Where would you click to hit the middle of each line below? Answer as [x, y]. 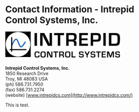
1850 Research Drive [27, 73]
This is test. [17, 105]
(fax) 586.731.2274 [25, 90]
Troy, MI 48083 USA [27, 79]
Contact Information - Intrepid [70, 9]
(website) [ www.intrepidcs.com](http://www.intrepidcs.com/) [69, 95]
